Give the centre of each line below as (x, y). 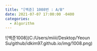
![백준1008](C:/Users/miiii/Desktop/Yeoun (48, 38)
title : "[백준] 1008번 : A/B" (35, 10)
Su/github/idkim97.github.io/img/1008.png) (49, 43)
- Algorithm (22, 23)
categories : (17, 19)
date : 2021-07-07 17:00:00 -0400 (40, 14)
